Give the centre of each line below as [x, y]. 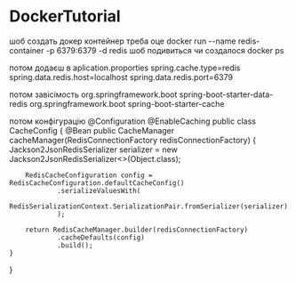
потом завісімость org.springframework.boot [93, 94]
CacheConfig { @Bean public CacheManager [92, 130]
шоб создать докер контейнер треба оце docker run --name [123, 41]
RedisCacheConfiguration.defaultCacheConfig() [97, 183]
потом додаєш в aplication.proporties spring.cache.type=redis [125, 68]
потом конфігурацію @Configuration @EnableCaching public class [132, 121]
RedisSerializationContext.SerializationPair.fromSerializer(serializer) [149, 206]
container [27, 50]
